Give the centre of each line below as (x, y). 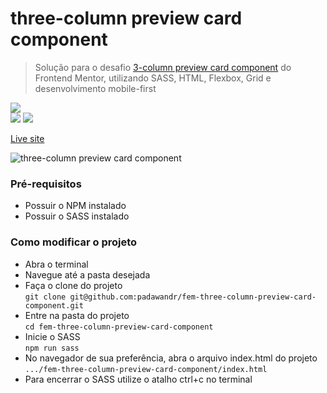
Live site (27, 138)
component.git (54, 305)
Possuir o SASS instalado (77, 216)
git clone (45, 297)
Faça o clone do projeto (73, 285)
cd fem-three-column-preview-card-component (119, 327)
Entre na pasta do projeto (77, 315)
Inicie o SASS (52, 336)
